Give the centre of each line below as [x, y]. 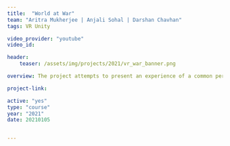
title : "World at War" [41, 13]
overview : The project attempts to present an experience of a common [110, 76]
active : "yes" [27, 101]
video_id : [21, 45]
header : [18, 58]
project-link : [27, 88]
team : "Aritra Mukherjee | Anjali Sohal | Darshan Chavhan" [95, 20]
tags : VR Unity [29, 26]
